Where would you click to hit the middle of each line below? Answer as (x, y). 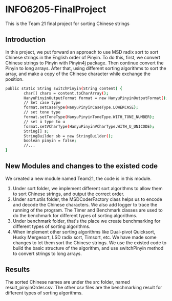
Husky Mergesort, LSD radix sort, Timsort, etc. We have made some (85, 237)
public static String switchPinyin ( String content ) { (64, 88)
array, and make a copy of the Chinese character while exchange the (78, 74)
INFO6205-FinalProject (56, 9)
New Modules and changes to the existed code (81, 166)
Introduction (26, 40)
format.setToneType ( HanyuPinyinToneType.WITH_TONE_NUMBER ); (89, 117)
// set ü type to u (45, 122)
